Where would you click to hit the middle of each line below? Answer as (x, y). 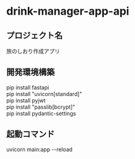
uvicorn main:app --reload (39, 149)
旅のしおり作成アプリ (33, 51)
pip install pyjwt (26, 100)
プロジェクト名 (35, 35)
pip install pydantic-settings (41, 113)
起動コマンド (31, 134)
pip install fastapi (28, 87)
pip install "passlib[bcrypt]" (41, 107)
